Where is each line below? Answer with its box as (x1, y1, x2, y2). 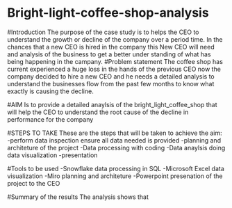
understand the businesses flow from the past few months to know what (7, 79, 215, 88)
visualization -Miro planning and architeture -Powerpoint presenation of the (7, 172, 223, 180)
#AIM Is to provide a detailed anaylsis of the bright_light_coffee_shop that (7, 100, 217, 109)
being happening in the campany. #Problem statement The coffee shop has (7, 57, 224, 65)
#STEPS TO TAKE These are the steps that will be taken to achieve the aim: (7, 129, 222, 137)
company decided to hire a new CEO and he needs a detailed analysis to (7, 72, 215, 81)
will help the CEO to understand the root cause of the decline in (7, 108, 189, 116)
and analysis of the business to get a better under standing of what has (7, 50, 211, 58)
